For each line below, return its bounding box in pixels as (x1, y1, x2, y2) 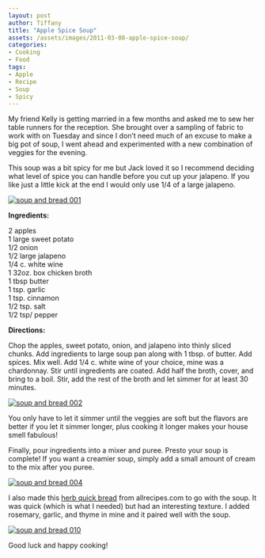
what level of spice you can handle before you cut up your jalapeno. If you (8, 172, 250, 181)
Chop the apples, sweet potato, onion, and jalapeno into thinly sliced (8, 341, 232, 351)
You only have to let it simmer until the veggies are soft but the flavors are (8, 413, 248, 423)
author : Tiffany (8, 19, 62, 27)
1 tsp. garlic (8, 285, 46, 294)
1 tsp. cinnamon (8, 294, 59, 303)
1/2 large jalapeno (8, 251, 66, 261)
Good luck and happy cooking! (8, 541, 108, 550)
